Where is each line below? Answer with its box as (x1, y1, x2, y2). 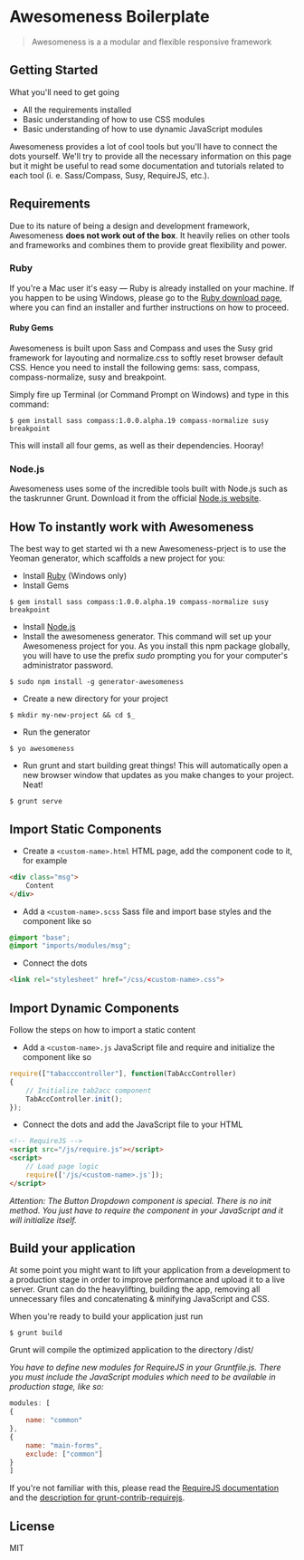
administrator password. (22, 660, 114, 671)
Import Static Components (9, 822, 162, 837)
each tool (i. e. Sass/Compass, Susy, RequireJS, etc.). (9, 169, 210, 180)
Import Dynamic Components (9, 1000, 179, 1016)
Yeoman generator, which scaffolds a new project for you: (9, 553, 225, 563)
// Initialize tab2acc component (25, 1085, 152, 1095)
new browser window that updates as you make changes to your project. (22, 770, 294, 781)
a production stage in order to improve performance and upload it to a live (9, 1275, 285, 1286)
